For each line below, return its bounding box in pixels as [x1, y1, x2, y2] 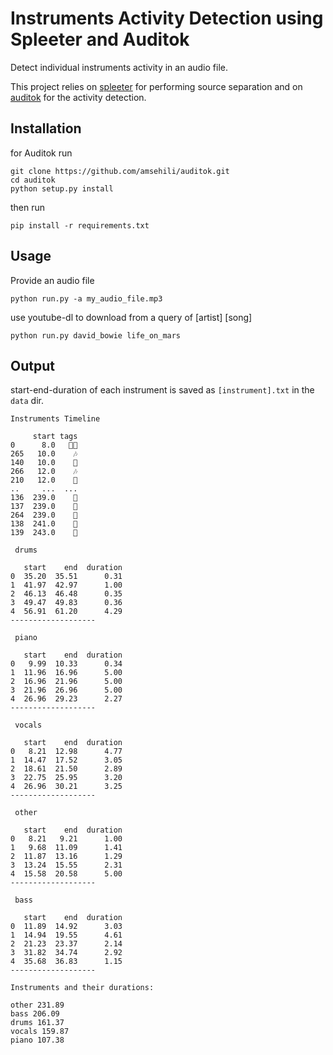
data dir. [10, 395, 44, 407]
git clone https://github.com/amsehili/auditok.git [10, 166, 230, 176]
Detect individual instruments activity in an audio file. [10, 61, 228, 73]
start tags [32, 432, 78, 442]
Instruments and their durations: [10, 983, 155, 993]
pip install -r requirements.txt [10, 220, 150, 231]
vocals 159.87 [10, 1027, 70, 1037]
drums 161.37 [10, 1018, 65, 1028]
